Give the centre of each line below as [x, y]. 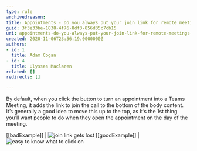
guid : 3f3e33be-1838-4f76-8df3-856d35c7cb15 [61, 28]
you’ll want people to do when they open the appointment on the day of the [97, 118]
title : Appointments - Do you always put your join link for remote [91, 22]
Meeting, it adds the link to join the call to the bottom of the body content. [95, 105]
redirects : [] [23, 77]
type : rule [19, 11]
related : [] [21, 72]
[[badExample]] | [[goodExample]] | [73, 135]
